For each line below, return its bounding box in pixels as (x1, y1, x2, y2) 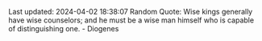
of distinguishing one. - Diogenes (8, 24, 119, 33)
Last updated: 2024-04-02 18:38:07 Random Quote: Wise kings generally (8, 7, 253, 16)
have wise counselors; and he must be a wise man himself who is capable (8, 15, 255, 25)
